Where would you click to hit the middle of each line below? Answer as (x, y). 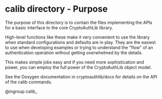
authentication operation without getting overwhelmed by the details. (74, 53)
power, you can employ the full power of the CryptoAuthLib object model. (78, 67)
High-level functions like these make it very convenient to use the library (77, 37)
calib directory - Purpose (57, 9)
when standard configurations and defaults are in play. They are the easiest (81, 42)
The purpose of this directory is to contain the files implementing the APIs (79, 22)
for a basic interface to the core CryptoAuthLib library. (59, 27)
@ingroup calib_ (21, 91)
